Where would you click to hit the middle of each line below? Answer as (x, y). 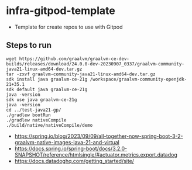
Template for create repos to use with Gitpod (68, 27)
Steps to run (29, 45)
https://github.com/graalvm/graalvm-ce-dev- (74, 59)
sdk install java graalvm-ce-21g (47, 79)
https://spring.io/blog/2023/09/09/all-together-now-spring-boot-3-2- (99, 136)
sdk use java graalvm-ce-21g (42, 100)
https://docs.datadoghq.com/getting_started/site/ (74, 161)
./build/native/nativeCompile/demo (49, 125)
